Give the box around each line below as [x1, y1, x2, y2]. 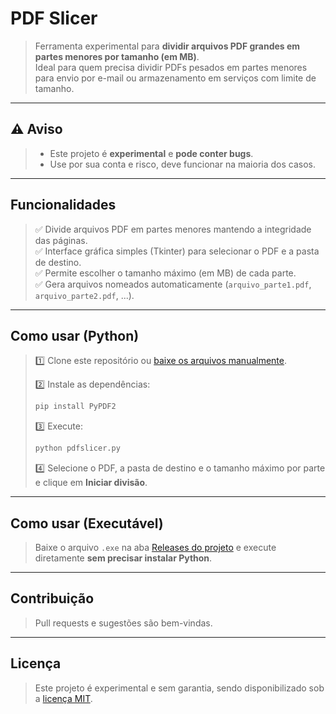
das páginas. [34, 234, 88, 246]
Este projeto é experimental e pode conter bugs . [49, 147, 254, 159]
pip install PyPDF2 [34, 402, 117, 412]
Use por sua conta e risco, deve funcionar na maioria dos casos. [49, 158, 316, 170]
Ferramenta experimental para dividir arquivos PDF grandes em [34, 40, 301, 52]
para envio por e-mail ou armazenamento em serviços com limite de [34, 72, 317, 84]
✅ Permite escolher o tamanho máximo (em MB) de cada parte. [34, 267, 297, 279]
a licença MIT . [34, 692, 93, 704]
